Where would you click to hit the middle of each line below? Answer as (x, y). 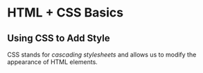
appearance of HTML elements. (53, 62)
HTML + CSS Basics (65, 13)
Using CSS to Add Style (59, 38)
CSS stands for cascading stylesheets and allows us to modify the (102, 54)
